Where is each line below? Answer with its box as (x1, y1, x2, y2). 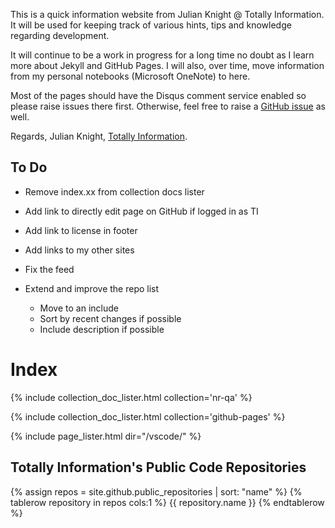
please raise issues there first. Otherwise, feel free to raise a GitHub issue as (10, 100, 326, 112)
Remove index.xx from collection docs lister (24, 185, 205, 198)
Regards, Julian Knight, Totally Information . (10, 130, 188, 142)
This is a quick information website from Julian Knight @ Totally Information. (10, 9, 325, 20)
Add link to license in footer (24, 224, 138, 236)
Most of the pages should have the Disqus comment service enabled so (10, 90, 307, 101)
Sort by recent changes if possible (39, 312, 182, 324)
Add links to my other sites (24, 244, 135, 256)
